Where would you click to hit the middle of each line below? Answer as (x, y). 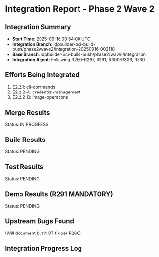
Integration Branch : (32, 44)
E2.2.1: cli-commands (34, 87)
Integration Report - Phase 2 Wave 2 (80, 9)
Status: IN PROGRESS (27, 124)
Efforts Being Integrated (42, 75)
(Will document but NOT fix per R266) (43, 233)
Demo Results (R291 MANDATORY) (59, 194)
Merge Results (28, 113)
